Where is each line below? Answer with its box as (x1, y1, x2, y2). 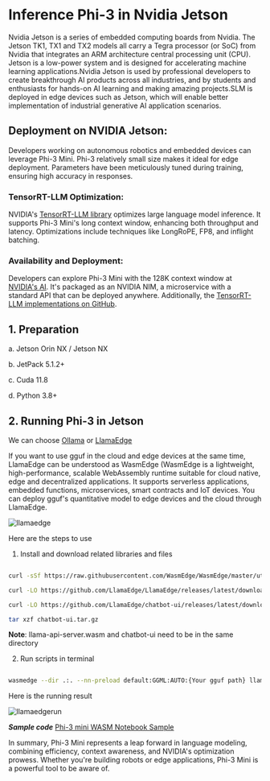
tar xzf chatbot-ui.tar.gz (8, 615, 99, 623)
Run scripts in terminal (19, 654, 95, 663)
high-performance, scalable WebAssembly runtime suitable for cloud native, (8, 468, 261, 477)
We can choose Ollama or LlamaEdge (8, 435, 133, 444)
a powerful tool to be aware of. (8, 763, 110, 774)
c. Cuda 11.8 (8, 375, 48, 385)
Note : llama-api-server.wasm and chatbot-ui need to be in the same (8, 630, 234, 639)
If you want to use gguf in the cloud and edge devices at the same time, (8, 451, 247, 461)
